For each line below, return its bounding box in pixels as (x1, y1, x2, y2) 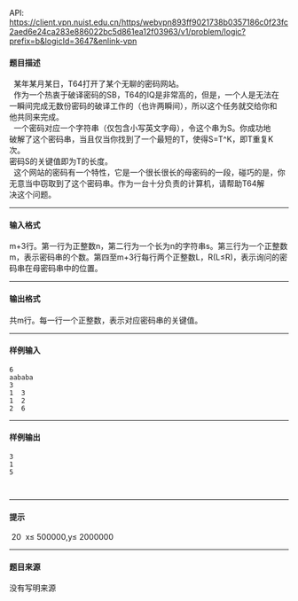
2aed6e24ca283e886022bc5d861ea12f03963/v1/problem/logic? (9, 27, 247, 36)
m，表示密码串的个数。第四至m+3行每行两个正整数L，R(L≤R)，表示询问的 (9, 252, 280, 262)
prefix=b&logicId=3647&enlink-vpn (9, 35, 137, 46)
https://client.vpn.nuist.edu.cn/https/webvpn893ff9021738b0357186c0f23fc (9, 17, 289, 27)
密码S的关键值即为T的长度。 (9, 156, 114, 167)
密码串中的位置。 (39, 263, 103, 274)
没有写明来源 (9, 582, 56, 593)
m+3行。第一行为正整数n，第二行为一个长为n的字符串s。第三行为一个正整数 (9, 241, 288, 252)
